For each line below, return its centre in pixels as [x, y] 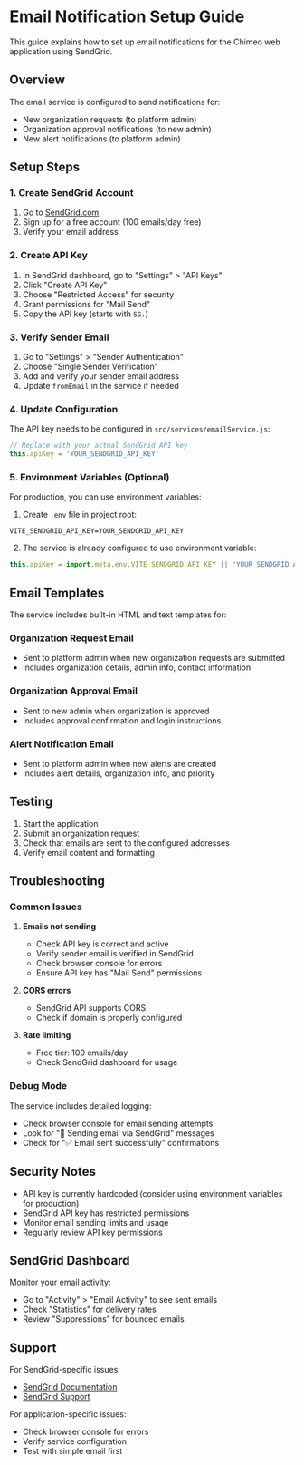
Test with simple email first [72, 1451]
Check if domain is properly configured [109, 1018]
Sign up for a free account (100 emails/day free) [112, 222]
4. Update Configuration [64, 409]
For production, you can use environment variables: [105, 497]
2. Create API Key [49, 256]
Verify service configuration [74, 1441]
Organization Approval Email [74, 691]
